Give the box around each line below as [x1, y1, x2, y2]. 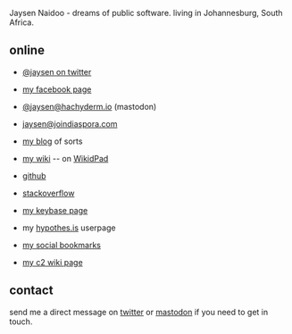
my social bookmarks [21, 239, 101, 250]
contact [9, 283, 54, 298]
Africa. [9, 17, 34, 28]
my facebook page [21, 84, 92, 95]
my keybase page [21, 205, 88, 215]
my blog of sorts [21, 136, 83, 146]
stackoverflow [21, 188, 75, 198]
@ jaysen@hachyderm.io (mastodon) [21, 101, 157, 112]
